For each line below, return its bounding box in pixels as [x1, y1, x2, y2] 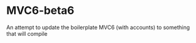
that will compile [6, 30, 48, 37]
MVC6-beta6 [6, 4, 75, 18]
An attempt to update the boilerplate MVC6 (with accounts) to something [6, 24, 190, 31]
